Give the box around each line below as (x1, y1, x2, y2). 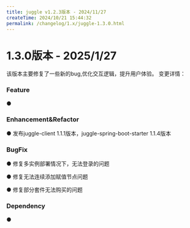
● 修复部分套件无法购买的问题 (6, 186, 83, 194)
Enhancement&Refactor (6, 115, 80, 123)
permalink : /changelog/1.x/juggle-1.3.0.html (6, 20, 124, 26)
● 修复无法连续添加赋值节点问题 (6, 173, 88, 181)
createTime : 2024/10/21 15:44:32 (6, 15, 92, 21)
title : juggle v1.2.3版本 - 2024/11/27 (6, 9, 107, 15)
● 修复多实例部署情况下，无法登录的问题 (6, 160, 110, 167)
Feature (6, 86, 30, 94)
